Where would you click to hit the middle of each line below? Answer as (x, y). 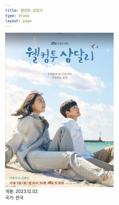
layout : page (18, 21)
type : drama (17, 16)
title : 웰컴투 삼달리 (24, 10)
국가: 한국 (14, 198)
